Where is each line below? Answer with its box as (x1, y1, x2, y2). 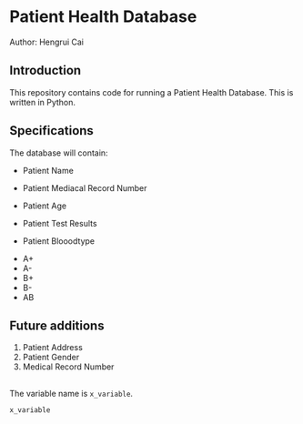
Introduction (9, 63, 82, 78)
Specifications (9, 123, 94, 138)
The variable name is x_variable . (9, 388, 134, 399)
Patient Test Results (22, 217, 97, 228)
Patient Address (22, 342, 84, 353)
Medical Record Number (22, 361, 115, 372)
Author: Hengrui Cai (9, 36, 85, 47)
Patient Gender (22, 352, 80, 363)
